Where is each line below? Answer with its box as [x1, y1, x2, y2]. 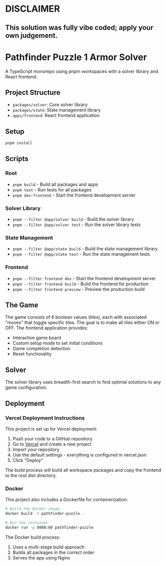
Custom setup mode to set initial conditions [12, 340, 103, 346]
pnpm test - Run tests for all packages [12, 186, 92, 193]
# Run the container [5, 520, 49, 525]
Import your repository [12, 446, 60, 452]
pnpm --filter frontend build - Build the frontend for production [12, 281, 149, 287]
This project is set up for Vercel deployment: [5, 426, 97, 432]
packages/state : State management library [12, 107, 101, 113]
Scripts [5, 155, 29, 163]
